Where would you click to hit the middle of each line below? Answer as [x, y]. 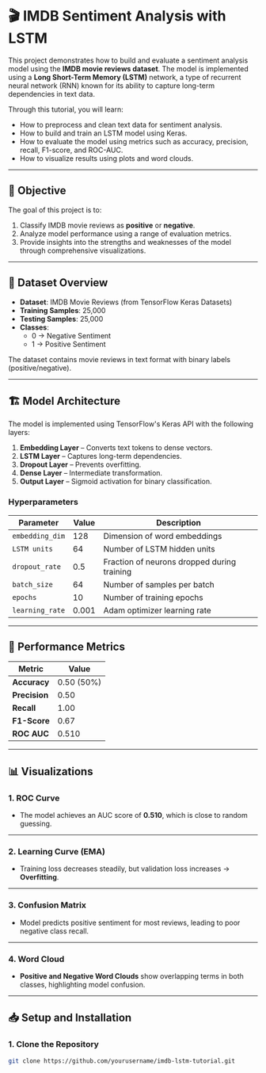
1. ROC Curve [34, 798]
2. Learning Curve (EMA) [57, 852]
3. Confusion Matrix [47, 905]
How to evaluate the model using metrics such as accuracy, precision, [134, 141]
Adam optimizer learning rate [157, 610]
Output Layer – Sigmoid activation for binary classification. [116, 482]
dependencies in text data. [51, 94]
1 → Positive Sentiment [68, 344]
